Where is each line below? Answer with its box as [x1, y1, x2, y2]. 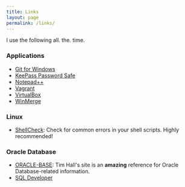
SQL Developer [14, 174, 53, 182]
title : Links [6, 8, 39, 15]
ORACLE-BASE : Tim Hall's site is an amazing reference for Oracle [14, 161, 179, 169]
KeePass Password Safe [14, 72, 75, 79]
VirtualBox [14, 91, 41, 98]
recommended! [14, 132, 53, 139]
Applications [6, 52, 45, 60]
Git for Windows [14, 65, 55, 72]
